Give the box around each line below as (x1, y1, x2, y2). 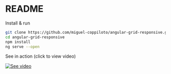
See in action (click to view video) (5, 53, 76, 59)
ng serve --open (5, 44, 40, 49)
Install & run (5, 20, 31, 26)
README (5, 3, 44, 15)
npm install (5, 39, 31, 44)
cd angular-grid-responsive (5, 34, 65, 40)
